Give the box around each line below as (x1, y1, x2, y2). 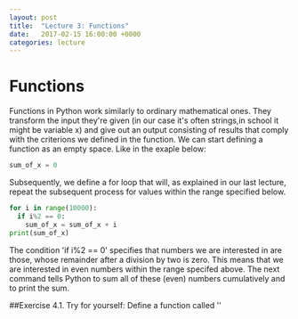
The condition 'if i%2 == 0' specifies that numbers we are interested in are (9, 244, 283, 255)
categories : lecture (9, 37, 86, 47)
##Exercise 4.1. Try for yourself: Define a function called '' (9, 299, 222, 310)
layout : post (9, 12, 58, 22)
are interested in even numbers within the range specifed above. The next (9, 264, 280, 274)
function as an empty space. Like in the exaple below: (9, 143, 206, 154)
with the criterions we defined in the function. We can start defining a (9, 135, 264, 145)
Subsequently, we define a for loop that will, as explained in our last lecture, (9, 177, 286, 188)
